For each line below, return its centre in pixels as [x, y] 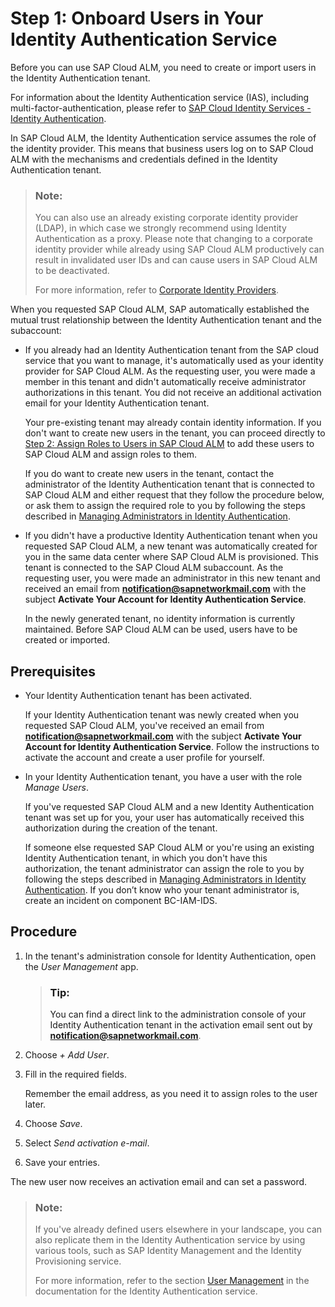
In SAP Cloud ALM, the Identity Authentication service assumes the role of [163, 138]
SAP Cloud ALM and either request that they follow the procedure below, [174, 495]
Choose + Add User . [67, 1055]
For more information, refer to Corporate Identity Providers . [157, 290]
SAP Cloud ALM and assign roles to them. [111, 454]
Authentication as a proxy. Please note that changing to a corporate [173, 239]
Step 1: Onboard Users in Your [137, 18]
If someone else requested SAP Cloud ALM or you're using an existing [169, 848]
